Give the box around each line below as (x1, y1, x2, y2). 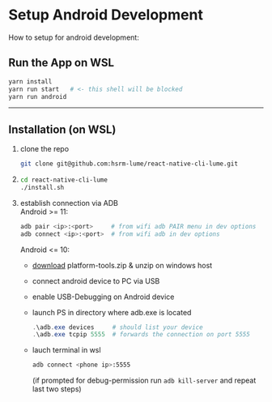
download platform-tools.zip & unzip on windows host (32, 260, 213, 270)
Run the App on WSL (8, 56, 115, 70)
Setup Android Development (8, 6, 204, 24)
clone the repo (19, 144, 70, 154)
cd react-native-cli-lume (19, 176, 108, 184)
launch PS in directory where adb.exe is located (32, 307, 192, 317)
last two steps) (32, 384, 83, 394)
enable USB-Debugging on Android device (32, 292, 175, 301)
